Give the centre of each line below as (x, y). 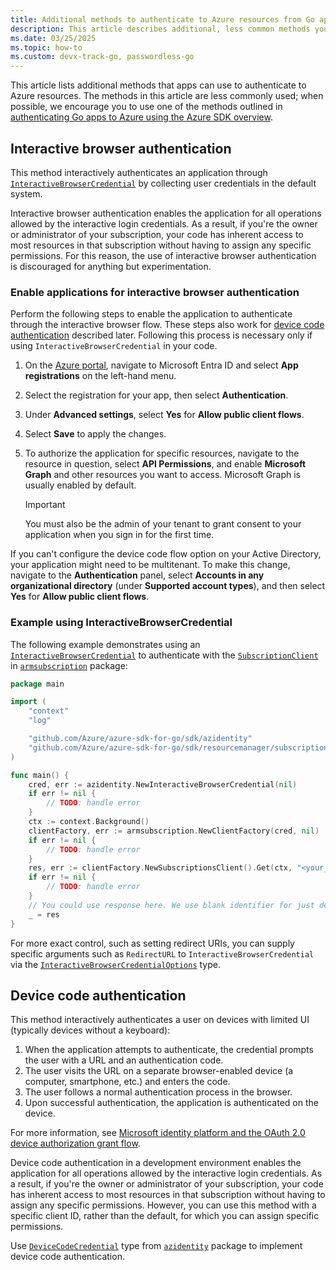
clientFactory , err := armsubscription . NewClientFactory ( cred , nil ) (174, 831)
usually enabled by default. (80, 485)
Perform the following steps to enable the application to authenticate (151, 314)
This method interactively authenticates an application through (139, 172)
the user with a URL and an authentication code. (124, 1060)
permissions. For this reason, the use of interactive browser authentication (163, 255)
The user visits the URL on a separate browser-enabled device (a (159, 1071)
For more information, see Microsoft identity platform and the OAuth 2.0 (158, 1133)
